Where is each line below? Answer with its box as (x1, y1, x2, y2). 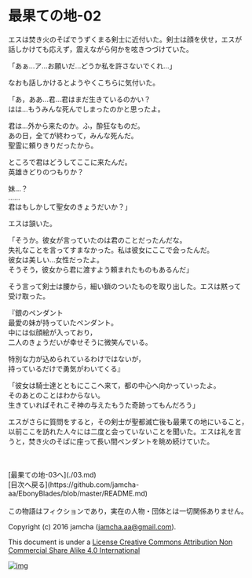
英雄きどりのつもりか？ (8, 166, 84, 177)
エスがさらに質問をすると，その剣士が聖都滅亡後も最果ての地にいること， (8, 417, 249, 426)
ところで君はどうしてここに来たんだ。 (8, 157, 132, 166)
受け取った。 (8, 291, 49, 301)
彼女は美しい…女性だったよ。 (8, 254, 104, 264)
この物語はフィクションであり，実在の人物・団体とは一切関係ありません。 (8, 506, 249, 515)
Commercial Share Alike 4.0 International (8, 545, 141, 554)
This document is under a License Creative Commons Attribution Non (8, 537, 233, 547)
